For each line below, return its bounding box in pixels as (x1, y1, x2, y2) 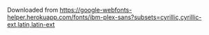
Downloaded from (7, 6, 59, 14)
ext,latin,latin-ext (7, 21, 55, 28)
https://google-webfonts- (59, 6, 132, 14)
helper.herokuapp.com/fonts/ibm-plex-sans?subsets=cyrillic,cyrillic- (7, 13, 202, 21)
